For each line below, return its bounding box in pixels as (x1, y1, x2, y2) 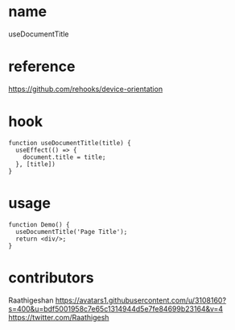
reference (8, 57, 76, 76)
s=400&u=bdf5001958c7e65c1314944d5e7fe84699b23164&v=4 (8, 303, 224, 313)
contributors (8, 269, 94, 286)
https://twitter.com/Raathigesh (8, 312, 109, 322)
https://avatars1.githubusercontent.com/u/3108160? (55, 295, 227, 305)
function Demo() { (8, 220, 70, 228)
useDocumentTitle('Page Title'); (15, 228, 128, 236)
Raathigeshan (8, 295, 54, 305)
